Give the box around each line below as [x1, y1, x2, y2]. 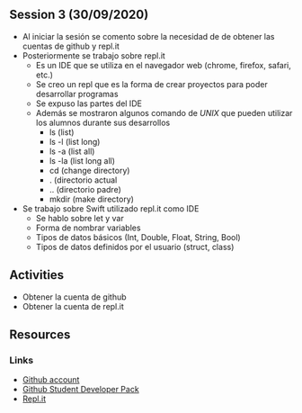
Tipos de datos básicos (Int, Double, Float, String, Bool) [35, 231, 241, 242]
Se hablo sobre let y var [35, 212, 124, 223]
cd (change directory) [49, 165, 130, 175]
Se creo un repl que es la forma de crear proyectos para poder [35, 78, 268, 89]
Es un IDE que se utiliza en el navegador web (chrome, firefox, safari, [35, 59, 292, 70]
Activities [9, 267, 65, 283]
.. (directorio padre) [49, 184, 121, 194]
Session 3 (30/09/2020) [9, 7, 149, 22]
